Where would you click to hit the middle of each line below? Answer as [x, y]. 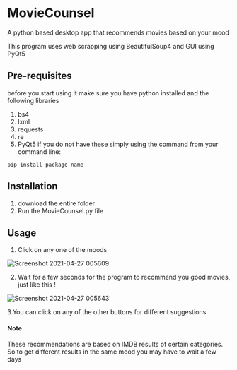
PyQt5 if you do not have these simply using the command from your [118, 144]
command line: [39, 151]
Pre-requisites [40, 76]
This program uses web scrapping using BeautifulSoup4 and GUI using [111, 46]
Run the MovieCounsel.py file [60, 210]
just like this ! [37, 285]
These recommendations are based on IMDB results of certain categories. [115, 344]
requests [30, 129]
